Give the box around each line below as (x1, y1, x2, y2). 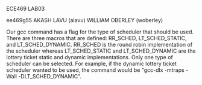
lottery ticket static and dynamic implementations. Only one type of (6, 54, 173, 60)
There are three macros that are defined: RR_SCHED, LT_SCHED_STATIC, (6, 35, 187, 41)
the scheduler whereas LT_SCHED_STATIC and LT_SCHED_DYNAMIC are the (6, 47, 196, 54)
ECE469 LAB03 (6, 5, 45, 12)
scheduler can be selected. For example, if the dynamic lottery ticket (6, 60, 177, 67)
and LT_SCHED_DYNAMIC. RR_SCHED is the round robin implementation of (6, 41, 193, 48)
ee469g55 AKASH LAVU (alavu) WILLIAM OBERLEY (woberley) (6, 17, 163, 23)
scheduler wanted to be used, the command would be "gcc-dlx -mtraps (6, 66, 185, 74)
